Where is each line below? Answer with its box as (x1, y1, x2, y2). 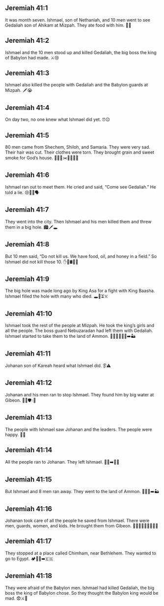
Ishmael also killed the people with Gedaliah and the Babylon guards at (5, 82, 148, 88)
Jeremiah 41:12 (5, 379, 53, 387)
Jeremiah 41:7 (5, 206, 49, 214)
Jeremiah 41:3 (5, 69, 50, 78)
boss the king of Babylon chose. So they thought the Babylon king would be (5, 590, 159, 596)
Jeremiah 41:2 (5, 36, 50, 45)
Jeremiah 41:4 (5, 103, 50, 112)
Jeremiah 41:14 (5, 445, 53, 454)
